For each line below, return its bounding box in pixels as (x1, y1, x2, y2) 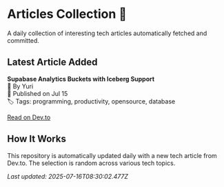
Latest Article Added (7, 57, 98, 68)
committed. (7, 36, 40, 44)
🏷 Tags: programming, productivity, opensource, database (7, 97, 176, 106)
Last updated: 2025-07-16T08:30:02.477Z (7, 172, 129, 180)
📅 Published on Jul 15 (7, 89, 68, 97)
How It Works (7, 133, 67, 145)
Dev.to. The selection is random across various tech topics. (7, 159, 176, 167)
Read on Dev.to (7, 113, 51, 121)
